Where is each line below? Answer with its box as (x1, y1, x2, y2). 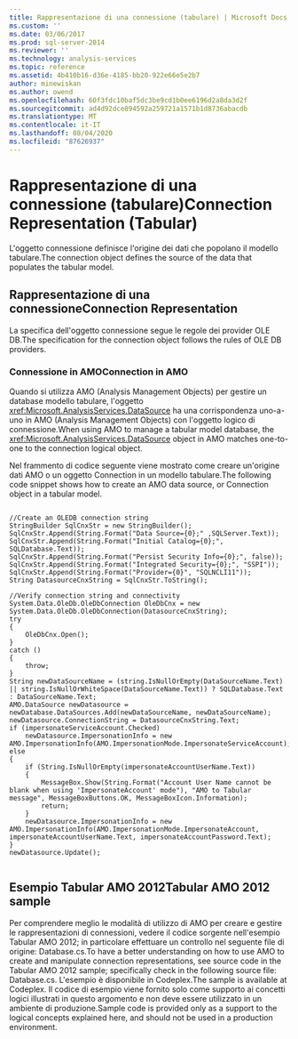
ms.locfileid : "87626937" (9, 137, 105, 146)
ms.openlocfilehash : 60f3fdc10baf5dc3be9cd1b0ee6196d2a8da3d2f (9, 95, 248, 105)
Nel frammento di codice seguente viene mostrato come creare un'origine (9, 460, 280, 471)
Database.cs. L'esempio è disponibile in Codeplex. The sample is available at (9, 974, 287, 985)
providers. (9, 343, 47, 354)
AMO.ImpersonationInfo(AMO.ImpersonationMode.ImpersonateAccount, (9, 825, 260, 834)
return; (41, 801, 69, 810)
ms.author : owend (9, 87, 74, 96)
